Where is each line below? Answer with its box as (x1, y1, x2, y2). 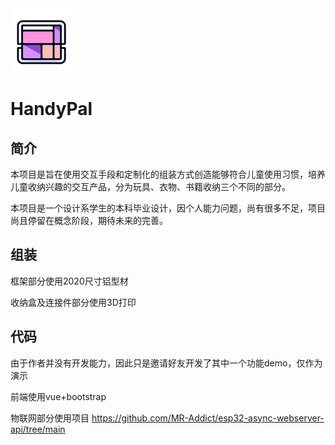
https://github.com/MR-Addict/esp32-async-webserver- (91, 412, 325, 424)
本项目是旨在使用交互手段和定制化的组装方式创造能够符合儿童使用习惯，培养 (10, 168, 326, 180)
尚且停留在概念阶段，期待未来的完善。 (10, 215, 168, 226)
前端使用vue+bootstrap (10, 390, 107, 402)
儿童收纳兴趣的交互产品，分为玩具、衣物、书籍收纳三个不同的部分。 (10, 181, 291, 192)
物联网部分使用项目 (10, 412, 90, 424)
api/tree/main (10, 423, 66, 435)
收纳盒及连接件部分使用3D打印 (10, 296, 137, 308)
